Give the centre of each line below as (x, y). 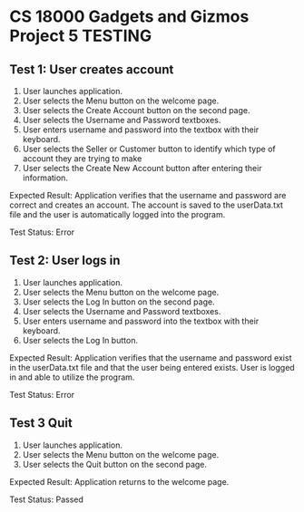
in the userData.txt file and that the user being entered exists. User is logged (152, 367)
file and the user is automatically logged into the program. (118, 214)
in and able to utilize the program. (72, 377)
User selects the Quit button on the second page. (114, 464)
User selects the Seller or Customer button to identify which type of (149, 149)
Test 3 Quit (41, 423)
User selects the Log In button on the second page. (118, 302)
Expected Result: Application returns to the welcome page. (119, 481)
